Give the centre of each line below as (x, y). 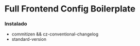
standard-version (29, 39)
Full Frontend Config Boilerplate (70, 9)
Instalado (16, 24)
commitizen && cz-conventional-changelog (55, 34)
